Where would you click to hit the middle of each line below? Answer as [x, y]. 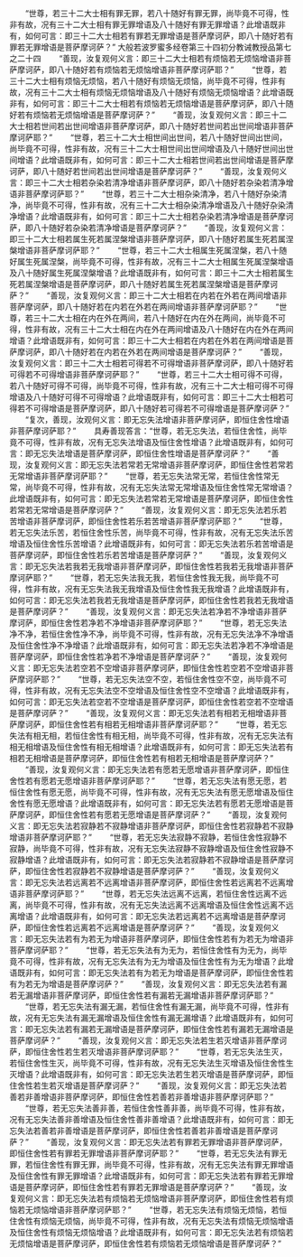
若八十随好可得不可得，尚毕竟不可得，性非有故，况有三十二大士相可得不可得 [151, 386]
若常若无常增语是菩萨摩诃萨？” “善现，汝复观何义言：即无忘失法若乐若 [148, 510]
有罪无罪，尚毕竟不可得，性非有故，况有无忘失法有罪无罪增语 [179, 1164]
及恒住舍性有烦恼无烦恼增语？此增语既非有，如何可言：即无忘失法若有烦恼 [147, 1232]
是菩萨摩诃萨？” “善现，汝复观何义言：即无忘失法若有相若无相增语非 [144, 713]
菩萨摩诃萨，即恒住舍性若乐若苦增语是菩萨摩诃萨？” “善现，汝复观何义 [148, 555]
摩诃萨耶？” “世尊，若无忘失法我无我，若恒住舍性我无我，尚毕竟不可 [144, 577]
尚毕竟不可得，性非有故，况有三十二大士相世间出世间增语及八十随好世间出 [147, 149]
